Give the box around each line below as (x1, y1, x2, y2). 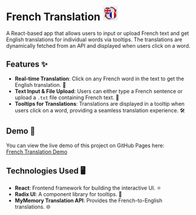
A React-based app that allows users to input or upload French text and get (6, 30, 189, 37)
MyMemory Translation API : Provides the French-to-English (14, 197, 162, 204)
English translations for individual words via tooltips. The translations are (6, 35, 182, 43)
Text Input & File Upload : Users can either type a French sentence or (14, 87, 183, 95)
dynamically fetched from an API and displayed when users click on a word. (6, 42, 191, 49)
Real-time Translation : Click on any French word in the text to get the (14, 75, 184, 82)
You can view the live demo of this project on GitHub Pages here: (6, 142, 165, 149)
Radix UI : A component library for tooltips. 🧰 (14, 191, 122, 198)
